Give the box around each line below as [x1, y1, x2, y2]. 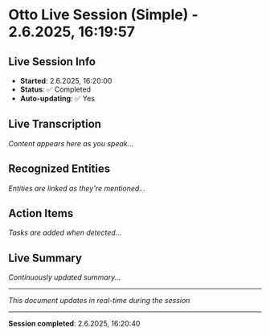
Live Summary [8, 251, 83, 264]
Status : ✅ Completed [19, 84, 91, 94]
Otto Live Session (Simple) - [8, 6, 198, 24]
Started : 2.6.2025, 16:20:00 [19, 76, 112, 85]
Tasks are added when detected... [8, 227, 122, 238]
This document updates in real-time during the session [8, 296, 190, 305]
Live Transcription [8, 117, 102, 131]
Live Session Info [8, 55, 96, 68]
